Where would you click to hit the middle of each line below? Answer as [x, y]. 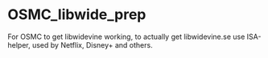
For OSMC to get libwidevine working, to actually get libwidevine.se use [126, 37]
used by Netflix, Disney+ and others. [93, 44]
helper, [19, 44]
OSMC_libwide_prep [77, 15]
